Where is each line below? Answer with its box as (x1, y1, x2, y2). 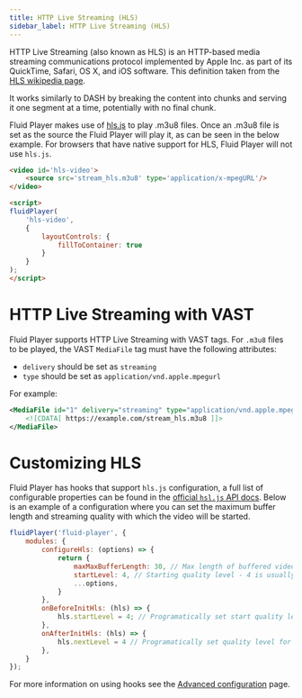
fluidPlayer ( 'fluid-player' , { (9, 529, 127, 538)
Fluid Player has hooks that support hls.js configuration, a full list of (9, 483, 263, 494)
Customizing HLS (9, 452, 142, 473)
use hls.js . (9, 148, 52, 159)
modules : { (25, 537, 67, 546)
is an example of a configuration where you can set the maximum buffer (9, 502, 276, 512)
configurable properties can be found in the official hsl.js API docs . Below (9, 492, 287, 503)
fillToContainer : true (57, 240, 143, 249)
